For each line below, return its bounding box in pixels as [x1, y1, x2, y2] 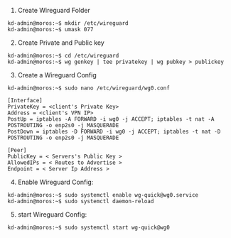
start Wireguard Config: [17, 210, 87, 219]
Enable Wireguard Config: [17, 178, 94, 186]
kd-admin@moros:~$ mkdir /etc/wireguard [7, 20, 129, 27]
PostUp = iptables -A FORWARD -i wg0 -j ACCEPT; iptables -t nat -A [7, 116, 215, 123]
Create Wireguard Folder [17, 6, 90, 14]
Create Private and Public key [17, 38, 104, 47]
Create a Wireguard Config [17, 71, 97, 79]
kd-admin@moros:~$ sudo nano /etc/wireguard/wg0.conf [7, 85, 171, 92]
